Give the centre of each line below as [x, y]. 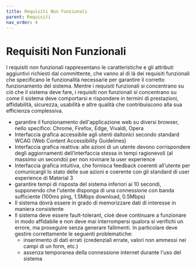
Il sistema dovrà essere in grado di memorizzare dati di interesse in [95, 203]
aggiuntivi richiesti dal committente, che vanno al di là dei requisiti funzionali [98, 74]
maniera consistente [39, 209]
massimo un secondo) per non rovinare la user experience [85, 159]
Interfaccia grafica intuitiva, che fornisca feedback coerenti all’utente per [102, 166]
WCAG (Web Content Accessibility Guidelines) [71, 141]
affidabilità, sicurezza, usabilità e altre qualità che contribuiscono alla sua [94, 105]
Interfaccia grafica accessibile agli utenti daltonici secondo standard [97, 134]
